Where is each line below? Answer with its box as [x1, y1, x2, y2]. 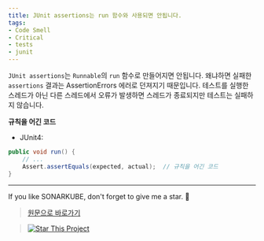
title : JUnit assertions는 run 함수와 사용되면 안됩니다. [8, 11, 182, 20]
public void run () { [8, 148, 76, 156]
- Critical [8, 33, 44, 42]
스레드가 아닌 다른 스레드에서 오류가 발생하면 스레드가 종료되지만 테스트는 [8, 91, 233, 99]
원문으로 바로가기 [27, 208, 81, 217]
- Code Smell [8, 26, 51, 34]
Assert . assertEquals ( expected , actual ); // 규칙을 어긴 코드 [22, 162, 218, 170]
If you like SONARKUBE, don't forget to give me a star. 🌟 [8, 191, 190, 201]
